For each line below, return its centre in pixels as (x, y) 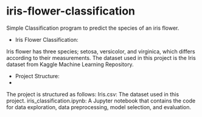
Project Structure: (37, 76)
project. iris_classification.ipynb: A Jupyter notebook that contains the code (101, 101)
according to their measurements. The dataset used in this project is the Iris (101, 58)
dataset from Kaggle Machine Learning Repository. (70, 64)
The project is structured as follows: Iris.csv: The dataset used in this (93, 94)
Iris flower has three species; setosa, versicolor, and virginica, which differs (101, 51)
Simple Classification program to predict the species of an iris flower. (93, 28)
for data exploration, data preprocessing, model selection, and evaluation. (99, 107)
